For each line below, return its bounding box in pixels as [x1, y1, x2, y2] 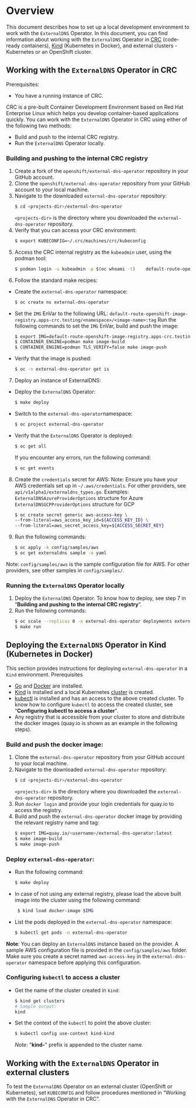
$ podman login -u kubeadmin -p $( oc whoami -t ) [14, 266, 136, 272]
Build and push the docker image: [6, 740, 104, 748]
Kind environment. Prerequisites [6, 671, 83, 678]
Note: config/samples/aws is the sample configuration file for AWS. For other [6, 560, 190, 568]
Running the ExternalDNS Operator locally [6, 581, 125, 589]
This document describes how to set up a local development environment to [6, 23, 190, 30]
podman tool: [14, 254, 47, 261]
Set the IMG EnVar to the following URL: [14, 310, 108, 317]
